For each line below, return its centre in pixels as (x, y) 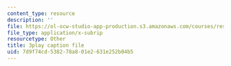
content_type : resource (41, 13)
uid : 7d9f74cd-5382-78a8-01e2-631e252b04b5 (70, 52)
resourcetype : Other (37, 39)
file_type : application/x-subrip (55, 33)
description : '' (30, 20)
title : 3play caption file (46, 45)
